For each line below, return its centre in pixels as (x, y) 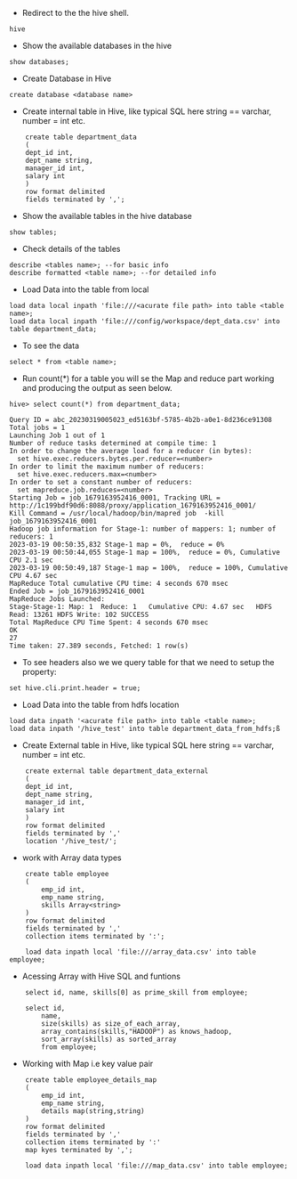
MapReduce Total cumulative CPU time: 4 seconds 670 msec (119, 583)
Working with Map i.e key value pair (88, 1064)
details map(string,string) (93, 1111)
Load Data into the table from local (85, 289)
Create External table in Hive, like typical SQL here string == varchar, (148, 745)
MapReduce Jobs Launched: (57, 599)
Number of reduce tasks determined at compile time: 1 (113, 443)
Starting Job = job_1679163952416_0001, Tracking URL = (115, 498)
